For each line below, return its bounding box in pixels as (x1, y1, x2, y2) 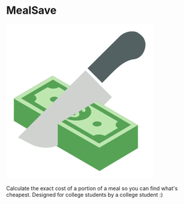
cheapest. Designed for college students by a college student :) (6, 191, 163, 198)
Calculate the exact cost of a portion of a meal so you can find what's (6, 184, 178, 192)
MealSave (6, 4, 57, 17)
